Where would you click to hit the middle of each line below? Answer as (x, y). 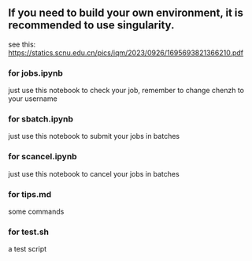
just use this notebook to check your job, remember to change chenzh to (126, 91)
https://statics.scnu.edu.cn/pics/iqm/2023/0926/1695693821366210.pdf (126, 52)
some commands (36, 211)
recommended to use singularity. (91, 26)
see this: (22, 44)
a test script (28, 249)
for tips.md (30, 194)
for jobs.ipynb (35, 73)
